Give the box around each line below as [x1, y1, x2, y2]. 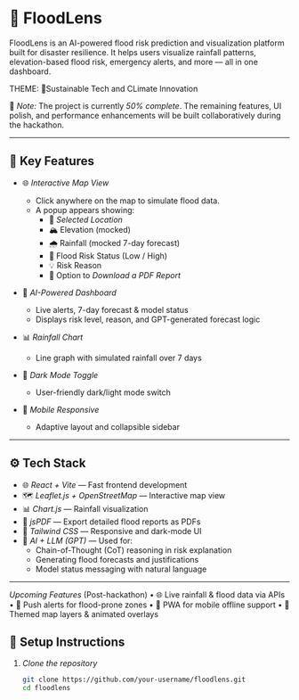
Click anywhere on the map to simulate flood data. [35, 195, 220, 206]
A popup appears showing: [35, 204, 135, 215]
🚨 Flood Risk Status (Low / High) [48, 250, 167, 261]
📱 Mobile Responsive [21, 404, 100, 415]
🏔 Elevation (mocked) [48, 224, 132, 235]
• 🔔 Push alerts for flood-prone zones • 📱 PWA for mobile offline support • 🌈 [9, 599, 290, 610]
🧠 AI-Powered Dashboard [21, 287, 117, 298]
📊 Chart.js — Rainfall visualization [21, 503, 149, 514]
